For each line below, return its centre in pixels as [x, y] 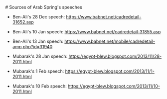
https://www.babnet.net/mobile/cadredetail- [110, 41]
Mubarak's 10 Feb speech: [40, 86]
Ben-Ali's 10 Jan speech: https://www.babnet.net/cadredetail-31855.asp [86, 32]
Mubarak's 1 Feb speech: [38, 71]
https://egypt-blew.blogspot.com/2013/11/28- [115, 56]
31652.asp [23, 22]
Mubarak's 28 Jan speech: [40, 56]
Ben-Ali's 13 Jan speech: [38, 41]
